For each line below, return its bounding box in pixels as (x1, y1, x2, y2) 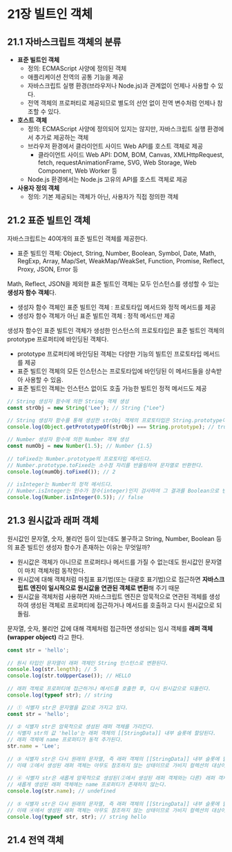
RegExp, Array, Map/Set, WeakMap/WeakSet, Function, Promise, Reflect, (17, 256, 225, 265)
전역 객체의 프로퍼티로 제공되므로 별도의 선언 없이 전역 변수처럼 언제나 (27, 99, 216, 107)
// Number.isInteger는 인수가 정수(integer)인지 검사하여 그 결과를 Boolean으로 (7, 488, 220, 495)
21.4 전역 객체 (7, 834, 64, 846)
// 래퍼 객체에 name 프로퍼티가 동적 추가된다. (7, 737, 124, 744)
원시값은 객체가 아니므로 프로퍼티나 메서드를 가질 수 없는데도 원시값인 (17, 558, 204, 566)
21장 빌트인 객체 (7, 6, 93, 22)
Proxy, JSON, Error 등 (17, 265, 79, 273)
